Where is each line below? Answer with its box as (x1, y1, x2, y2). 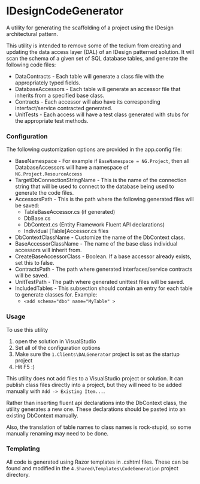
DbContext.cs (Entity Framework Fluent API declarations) (23, 221, 165, 228)
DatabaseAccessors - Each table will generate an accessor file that (14, 85, 181, 92)
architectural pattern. (6, 30, 59, 37)
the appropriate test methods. (14, 117, 89, 124)
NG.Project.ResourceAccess (14, 171, 83, 177)
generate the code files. (14, 189, 74, 196)
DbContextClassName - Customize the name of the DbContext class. (14, 234, 186, 241)
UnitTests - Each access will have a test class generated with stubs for (14, 111, 189, 118)
